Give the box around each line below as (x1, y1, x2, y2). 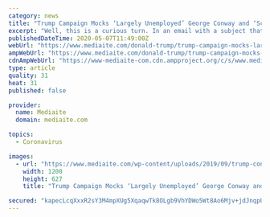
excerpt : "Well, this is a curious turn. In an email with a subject (8, 27, 247, 35)
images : (8, 152, 35, 161)
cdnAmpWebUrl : (8, 57, 56, 65)
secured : (8, 197, 38, 205)
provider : (8, 101, 42, 109)
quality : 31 (8, 72, 48, 80)
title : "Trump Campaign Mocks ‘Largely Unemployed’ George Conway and (8, 19, 250, 27)
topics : (8, 130, 35, 139)
